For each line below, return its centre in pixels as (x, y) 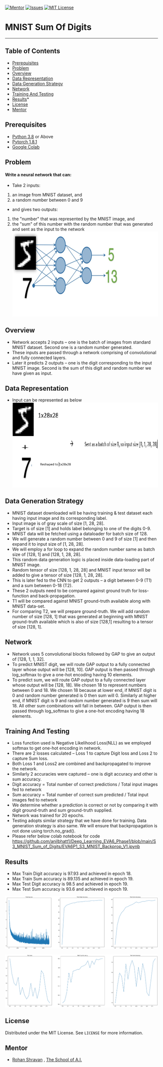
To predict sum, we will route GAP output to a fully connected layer (79, 680)
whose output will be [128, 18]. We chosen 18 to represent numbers (79, 685)
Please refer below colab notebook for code (56, 836)
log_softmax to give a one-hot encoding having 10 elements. (72, 674)
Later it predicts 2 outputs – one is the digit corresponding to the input (82, 362)
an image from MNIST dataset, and (47, 195)
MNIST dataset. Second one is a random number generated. (72, 347)
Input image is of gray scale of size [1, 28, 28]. (58, 523)
